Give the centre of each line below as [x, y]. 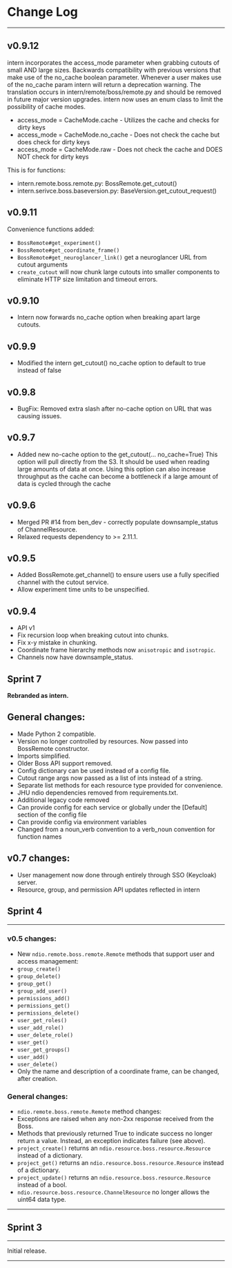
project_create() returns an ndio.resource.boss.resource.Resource [114, 1148]
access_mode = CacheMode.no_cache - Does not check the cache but [118, 135]
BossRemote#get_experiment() [59, 243]
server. [27, 882]
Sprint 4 [25, 911]
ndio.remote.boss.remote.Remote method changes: [89, 1111]
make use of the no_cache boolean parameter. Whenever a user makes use [115, 77]
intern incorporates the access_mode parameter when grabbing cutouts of [113, 62]
